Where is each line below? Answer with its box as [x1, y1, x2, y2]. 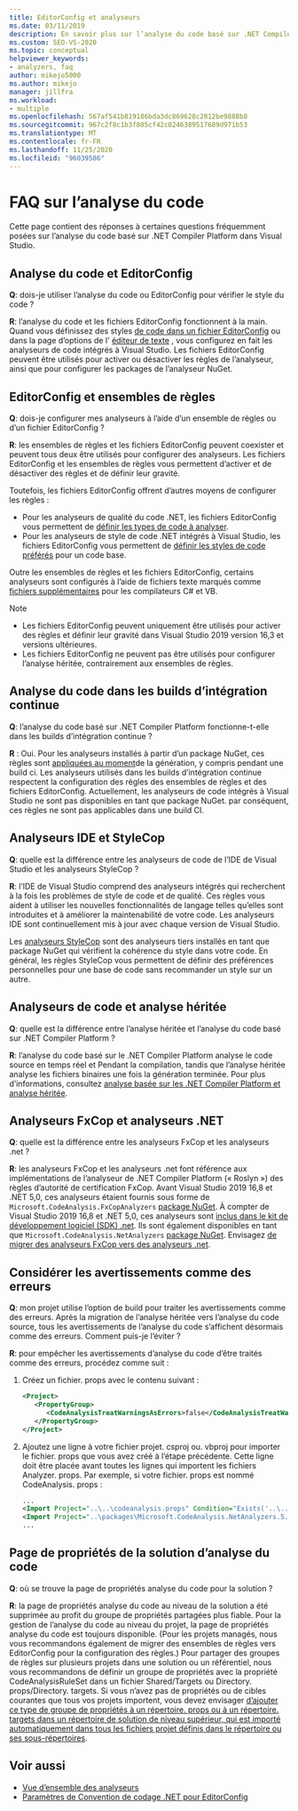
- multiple [9, 104, 50, 113]
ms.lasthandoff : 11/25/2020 [9, 145, 114, 154]
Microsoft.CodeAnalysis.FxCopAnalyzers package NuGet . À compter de [9, 1202, 270, 1212]
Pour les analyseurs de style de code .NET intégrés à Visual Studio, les [21, 531, 281, 542]
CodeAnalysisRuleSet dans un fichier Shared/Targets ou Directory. [9, 1676, 253, 1686]
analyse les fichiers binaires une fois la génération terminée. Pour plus [9, 1068, 266, 1079]
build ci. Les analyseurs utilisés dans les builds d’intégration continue [9, 767, 263, 777]
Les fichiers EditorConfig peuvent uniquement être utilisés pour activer [21, 620, 281, 632]
